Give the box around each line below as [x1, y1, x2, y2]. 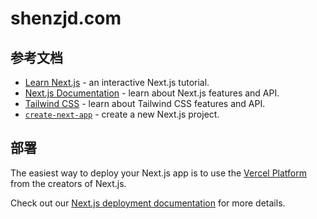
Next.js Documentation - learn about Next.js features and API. [24, 87, 280, 99]
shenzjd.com [10, 7, 122, 30]
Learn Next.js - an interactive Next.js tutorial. [24, 77, 210, 88]
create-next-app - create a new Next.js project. [24, 108, 220, 120]
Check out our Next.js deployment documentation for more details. [10, 197, 286, 209]
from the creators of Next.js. [10, 177, 127, 189]
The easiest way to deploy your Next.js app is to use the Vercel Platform [10, 167, 308, 179]
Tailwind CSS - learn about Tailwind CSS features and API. [24, 98, 266, 109]
